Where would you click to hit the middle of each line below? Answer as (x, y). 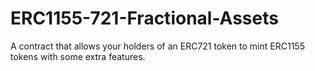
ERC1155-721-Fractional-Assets (144, 18)
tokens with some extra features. (78, 56)
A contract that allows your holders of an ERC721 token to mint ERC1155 (157, 46)
